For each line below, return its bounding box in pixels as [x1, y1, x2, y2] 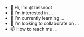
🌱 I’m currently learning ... [10, 15, 65, 21]
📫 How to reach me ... [10, 26, 58, 32]
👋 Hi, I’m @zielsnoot [10, 5, 52, 10]
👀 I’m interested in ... [10, 10, 53, 16]
